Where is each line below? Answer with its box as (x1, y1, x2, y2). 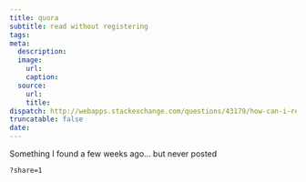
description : (17, 47, 67, 56)
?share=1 (9, 166, 43, 175)
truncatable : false (9, 115, 84, 124)
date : (9, 124, 30, 133)
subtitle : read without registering (9, 22, 148, 31)
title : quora (9, 13, 59, 23)
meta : (9, 38, 30, 48)
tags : (9, 30, 30, 39)
